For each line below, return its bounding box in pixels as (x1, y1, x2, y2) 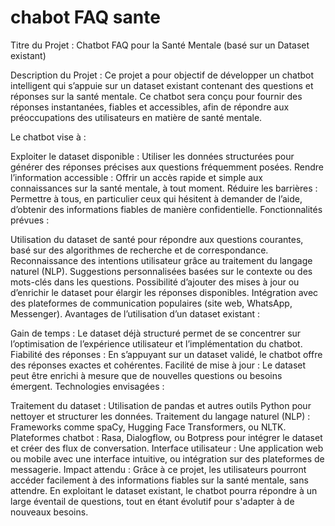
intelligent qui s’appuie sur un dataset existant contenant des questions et (10, 79, 314, 91)
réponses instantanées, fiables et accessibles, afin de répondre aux (10, 101, 290, 113)
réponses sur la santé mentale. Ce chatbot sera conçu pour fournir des (10, 90, 303, 102)
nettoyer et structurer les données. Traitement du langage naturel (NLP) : (10, 410, 311, 422)
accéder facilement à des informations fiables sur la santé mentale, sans (10, 474, 309, 486)
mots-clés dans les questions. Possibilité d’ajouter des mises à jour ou (10, 276, 300, 288)
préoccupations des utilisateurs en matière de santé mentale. (10, 111, 263, 123)
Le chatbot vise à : (10, 131, 87, 143)
